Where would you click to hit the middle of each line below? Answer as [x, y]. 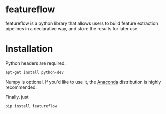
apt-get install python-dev [35, 72]
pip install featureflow [31, 106]
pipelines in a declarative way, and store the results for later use [71, 28]
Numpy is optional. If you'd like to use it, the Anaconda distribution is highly [83, 82]
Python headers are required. [36, 63]
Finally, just [17, 97]
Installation [29, 49]
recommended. [21, 87]
